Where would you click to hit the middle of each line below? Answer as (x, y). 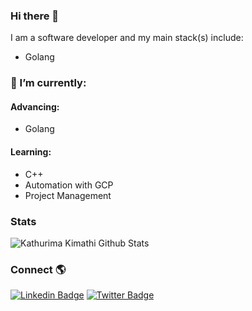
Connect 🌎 (38, 269)
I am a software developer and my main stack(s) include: (127, 38)
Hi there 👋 (35, 16)
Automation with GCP (69, 185)
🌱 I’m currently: (48, 83)
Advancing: (35, 106)
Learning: (31, 152)
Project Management (68, 195)
